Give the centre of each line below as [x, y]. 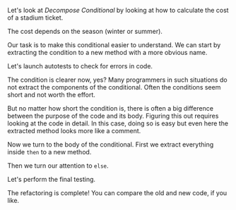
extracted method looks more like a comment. [74, 131]
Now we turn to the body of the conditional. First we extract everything [111, 144]
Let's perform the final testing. [52, 179]
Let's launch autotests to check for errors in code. [80, 66]
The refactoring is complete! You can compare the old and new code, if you [117, 193]
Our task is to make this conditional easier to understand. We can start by [114, 45]
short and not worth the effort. [51, 95]
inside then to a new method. [49, 152]
